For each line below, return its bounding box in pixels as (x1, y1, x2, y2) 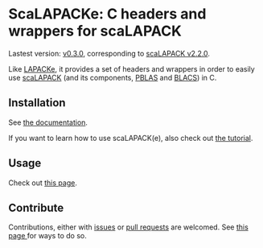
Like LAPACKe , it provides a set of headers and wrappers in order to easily (8, 64, 255, 73)
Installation (8, 96, 66, 110)
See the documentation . (8, 118, 88, 127)
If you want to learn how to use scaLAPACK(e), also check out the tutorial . (8, 133, 253, 143)
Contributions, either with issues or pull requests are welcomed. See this (8, 222, 249, 232)
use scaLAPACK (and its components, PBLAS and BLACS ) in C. (8, 72, 217, 82)
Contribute (8, 200, 64, 214)
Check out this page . (8, 178, 78, 188)
